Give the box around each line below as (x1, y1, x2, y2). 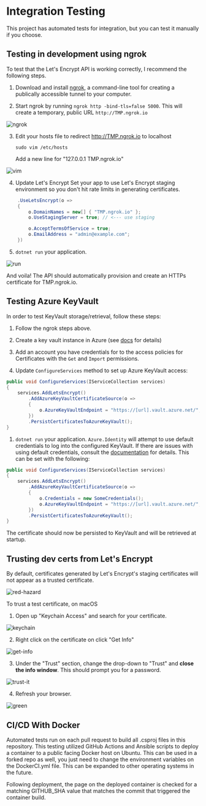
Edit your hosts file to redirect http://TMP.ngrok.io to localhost (15, 132, 172, 139)
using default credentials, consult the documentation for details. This (15, 448, 189, 456)
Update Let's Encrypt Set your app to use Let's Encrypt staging (15, 179, 175, 186)
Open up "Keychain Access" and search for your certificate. (15, 612, 167, 620)
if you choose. (6, 31, 43, 38)
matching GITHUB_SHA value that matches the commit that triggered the (6, 787, 191, 794)
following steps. (6, 72, 47, 79)
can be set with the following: (15, 455, 90, 462)
